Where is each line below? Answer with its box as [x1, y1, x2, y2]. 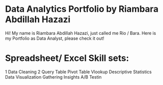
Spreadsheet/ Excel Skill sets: [5, 53, 129, 64]
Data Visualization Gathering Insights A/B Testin [5, 74, 102, 80]
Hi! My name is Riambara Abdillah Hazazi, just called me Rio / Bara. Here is [5, 30, 156, 36]
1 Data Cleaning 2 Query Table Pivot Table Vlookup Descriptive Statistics [5, 69, 152, 75]
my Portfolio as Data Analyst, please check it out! [5, 35, 105, 41]
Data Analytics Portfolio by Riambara [5, 3, 159, 15]
